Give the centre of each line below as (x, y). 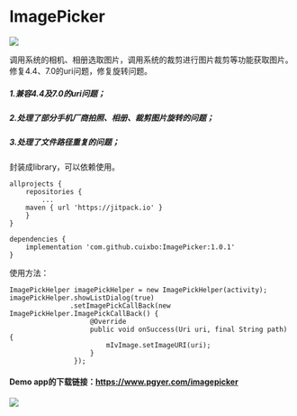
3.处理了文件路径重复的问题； (64, 143)
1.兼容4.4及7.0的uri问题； (58, 93)
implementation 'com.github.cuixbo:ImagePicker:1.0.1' (130, 247)
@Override (108, 321)
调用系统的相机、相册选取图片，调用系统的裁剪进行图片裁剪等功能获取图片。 (151, 60)
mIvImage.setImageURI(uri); (158, 345)
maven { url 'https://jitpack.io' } (94, 208)
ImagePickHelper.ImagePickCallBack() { (84, 313)
